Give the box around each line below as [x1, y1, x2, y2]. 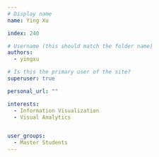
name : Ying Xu [7, 17, 49, 24]
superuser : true [7, 75, 55, 82]
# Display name [7, 10, 52, 18]
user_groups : [7, 132, 46, 140]
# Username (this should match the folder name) [7, 42, 153, 50]
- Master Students [13, 139, 69, 146]
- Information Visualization [13, 107, 100, 114]
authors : [7, 49, 33, 57]
